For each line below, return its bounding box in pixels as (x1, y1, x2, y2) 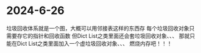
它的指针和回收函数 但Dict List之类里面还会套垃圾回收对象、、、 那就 (22, 32, 190, 40)
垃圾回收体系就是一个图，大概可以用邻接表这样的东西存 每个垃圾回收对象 (6, 24, 189, 32)
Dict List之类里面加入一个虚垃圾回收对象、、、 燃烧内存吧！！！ (16, 40, 172, 47)
